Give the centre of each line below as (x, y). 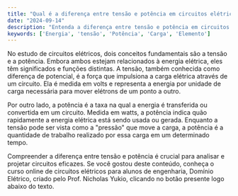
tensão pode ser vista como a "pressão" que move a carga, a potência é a (115, 127)
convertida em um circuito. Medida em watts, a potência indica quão (107, 113)
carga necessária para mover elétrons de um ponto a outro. (94, 91)
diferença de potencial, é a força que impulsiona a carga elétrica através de (118, 76)
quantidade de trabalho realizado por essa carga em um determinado (109, 135)
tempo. (18, 143)
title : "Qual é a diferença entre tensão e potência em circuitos (107, 14)
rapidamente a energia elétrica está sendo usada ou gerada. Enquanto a (113, 120)
